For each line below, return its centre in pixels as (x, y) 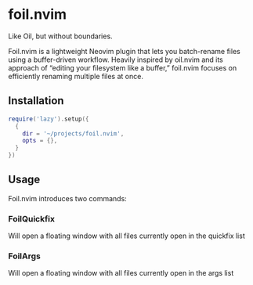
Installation (36, 101)
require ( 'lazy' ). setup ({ (49, 119)
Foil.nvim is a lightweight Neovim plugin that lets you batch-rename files (124, 51)
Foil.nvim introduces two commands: (67, 198)
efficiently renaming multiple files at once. (76, 76)
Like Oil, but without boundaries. (60, 36)
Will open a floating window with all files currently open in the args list (121, 273)
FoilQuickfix (32, 218)
